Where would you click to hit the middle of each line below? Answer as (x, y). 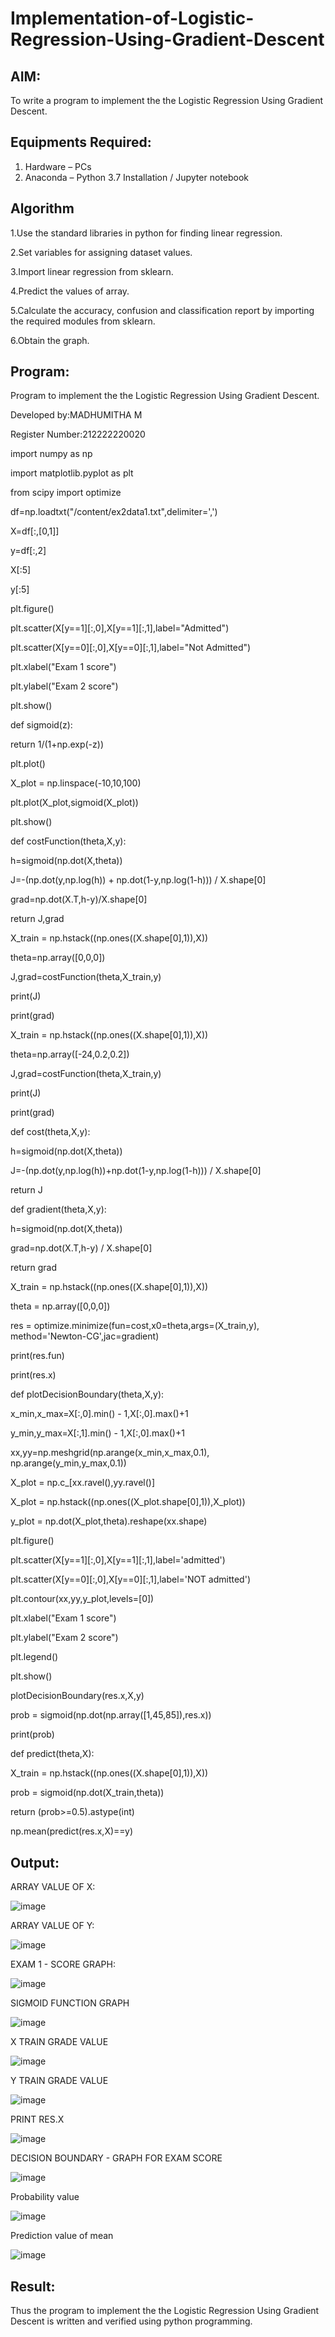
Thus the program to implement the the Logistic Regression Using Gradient (165, 2311)
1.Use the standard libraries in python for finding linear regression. (146, 233)
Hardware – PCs (58, 166)
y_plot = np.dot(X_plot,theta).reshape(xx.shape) (109, 1521)
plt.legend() (34, 1657)
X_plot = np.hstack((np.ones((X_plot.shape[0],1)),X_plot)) (128, 1502)
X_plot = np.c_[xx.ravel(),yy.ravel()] (83, 1483)
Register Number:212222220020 (78, 434)
